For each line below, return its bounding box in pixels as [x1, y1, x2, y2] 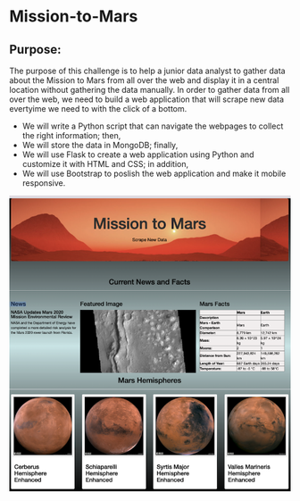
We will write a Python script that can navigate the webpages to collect [21, 121, 284, 131]
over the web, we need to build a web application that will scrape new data [9, 94, 284, 104]
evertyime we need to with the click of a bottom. [9, 104, 187, 113]
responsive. [21, 178, 66, 188]
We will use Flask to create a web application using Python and [21, 149, 254, 160]
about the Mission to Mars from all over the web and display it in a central [9, 75, 279, 86]
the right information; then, [21, 130, 121, 140]
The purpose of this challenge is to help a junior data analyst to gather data [9, 65, 286, 76]
